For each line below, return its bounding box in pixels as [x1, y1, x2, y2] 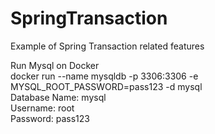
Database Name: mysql [10, 91, 107, 103]
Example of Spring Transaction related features [10, 40, 205, 52]
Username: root [10, 102, 75, 114]
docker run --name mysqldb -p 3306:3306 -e [10, 70, 199, 82]
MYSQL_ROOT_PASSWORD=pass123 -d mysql [10, 80, 203, 92]
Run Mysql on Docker [10, 59, 100, 71]
